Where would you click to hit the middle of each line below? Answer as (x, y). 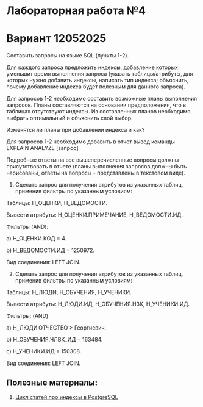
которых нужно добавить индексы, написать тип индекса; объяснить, (98, 81)
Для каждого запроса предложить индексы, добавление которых (92, 67)
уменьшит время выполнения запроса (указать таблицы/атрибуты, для (100, 74)
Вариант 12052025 (56, 39)
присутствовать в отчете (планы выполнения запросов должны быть (97, 167)
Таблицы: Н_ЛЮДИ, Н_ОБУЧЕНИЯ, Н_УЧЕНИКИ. (69, 292)
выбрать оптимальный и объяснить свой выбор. (69, 118)
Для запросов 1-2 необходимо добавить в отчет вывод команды (91, 142)
